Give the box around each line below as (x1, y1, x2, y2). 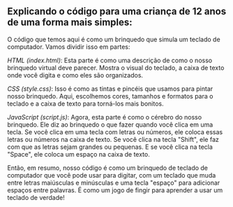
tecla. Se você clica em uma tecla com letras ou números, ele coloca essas (7, 127, 223, 136)
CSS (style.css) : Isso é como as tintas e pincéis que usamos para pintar (7, 84, 213, 93)
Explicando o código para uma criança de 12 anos (7, 6, 227, 17)
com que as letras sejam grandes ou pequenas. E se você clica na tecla (7, 143, 213, 151)
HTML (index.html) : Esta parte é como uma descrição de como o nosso (7, 56, 213, 64)
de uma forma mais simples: (7, 17, 133, 29)
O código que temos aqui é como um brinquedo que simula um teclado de (7, 35, 221, 43)
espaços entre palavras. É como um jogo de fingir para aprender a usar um (7, 185, 223, 194)
